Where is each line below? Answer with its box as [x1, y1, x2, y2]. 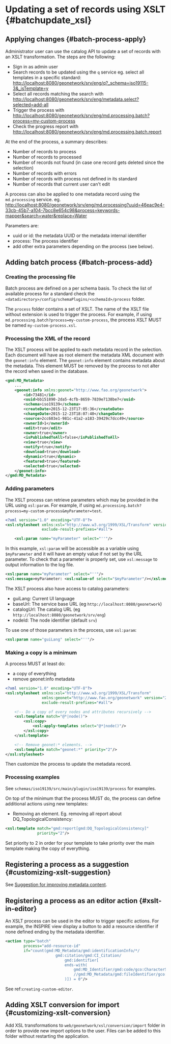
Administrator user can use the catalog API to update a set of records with [5, 49, 161, 54]
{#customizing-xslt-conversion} [5, 1009, 111, 1017]
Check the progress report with [12, 124, 79, 129]
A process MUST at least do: [5, 660, 66, 667]
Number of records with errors [12, 170, 77, 176]
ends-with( [64, 962, 88, 967]
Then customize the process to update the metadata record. [5, 761, 131, 767]
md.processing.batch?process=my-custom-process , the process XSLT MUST [5, 317, 162, 323]
